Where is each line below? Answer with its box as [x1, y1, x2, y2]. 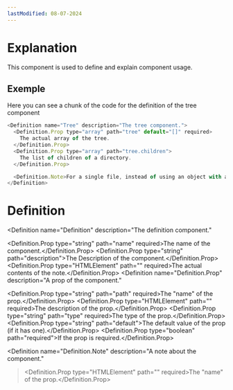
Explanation [7, 39, 78, 55]
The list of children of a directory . [19, 154, 132, 161]
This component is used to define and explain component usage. [7, 63, 193, 71]
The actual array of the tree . [19, 135, 110, 142]
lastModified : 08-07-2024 [7, 10, 82, 17]
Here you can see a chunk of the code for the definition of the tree [7, 101, 197, 109]
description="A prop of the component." [7, 276, 122, 285]
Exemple [7, 82, 46, 94]
